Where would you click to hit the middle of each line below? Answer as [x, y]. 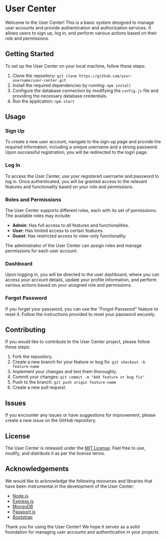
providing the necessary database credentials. [60, 96]
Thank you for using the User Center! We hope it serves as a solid [73, 527]
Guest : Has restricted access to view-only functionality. [69, 236]
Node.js [20, 496]
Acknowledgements [37, 469]
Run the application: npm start [43, 101]
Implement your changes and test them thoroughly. [65, 372]
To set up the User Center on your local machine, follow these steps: [75, 66]
